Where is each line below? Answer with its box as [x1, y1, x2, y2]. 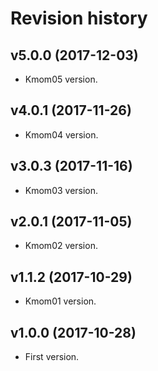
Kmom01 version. [24, 295, 97, 307]
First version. [24, 351, 80, 363]
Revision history [10, 7, 148, 30]
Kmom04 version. [24, 128, 99, 141]
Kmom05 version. [24, 73, 98, 85]
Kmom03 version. [24, 184, 99, 196]
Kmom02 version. [24, 240, 98, 252]
